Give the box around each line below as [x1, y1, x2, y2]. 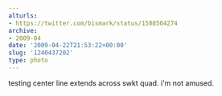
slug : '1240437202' [8, 49, 74, 57]
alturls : [8, 11, 38, 20]
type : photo [8, 57, 48, 65]
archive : [8, 26, 38, 34]
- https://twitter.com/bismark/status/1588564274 [8, 19, 179, 27]
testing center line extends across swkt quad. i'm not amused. [8, 78, 215, 88]
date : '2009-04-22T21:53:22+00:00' [8, 42, 128, 50]
